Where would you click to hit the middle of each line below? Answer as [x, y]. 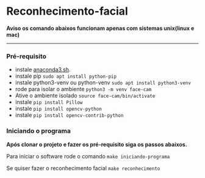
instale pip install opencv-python [58, 109]
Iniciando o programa [39, 131]
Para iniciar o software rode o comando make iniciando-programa [88, 156]
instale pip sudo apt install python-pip [66, 76]
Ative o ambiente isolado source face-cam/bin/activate [85, 95]
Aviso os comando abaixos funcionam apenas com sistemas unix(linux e [100, 28]
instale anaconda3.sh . [43, 70]
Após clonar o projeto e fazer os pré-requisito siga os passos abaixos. [97, 144]
